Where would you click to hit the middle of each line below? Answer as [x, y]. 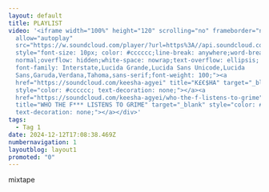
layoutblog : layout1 [43, 150]
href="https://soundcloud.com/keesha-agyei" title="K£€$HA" [118, 82]
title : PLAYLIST [35, 23]
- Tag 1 [28, 127]
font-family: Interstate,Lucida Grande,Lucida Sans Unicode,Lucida [130, 68]
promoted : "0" [32, 157]
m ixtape [22, 180]
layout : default [35, 16]
